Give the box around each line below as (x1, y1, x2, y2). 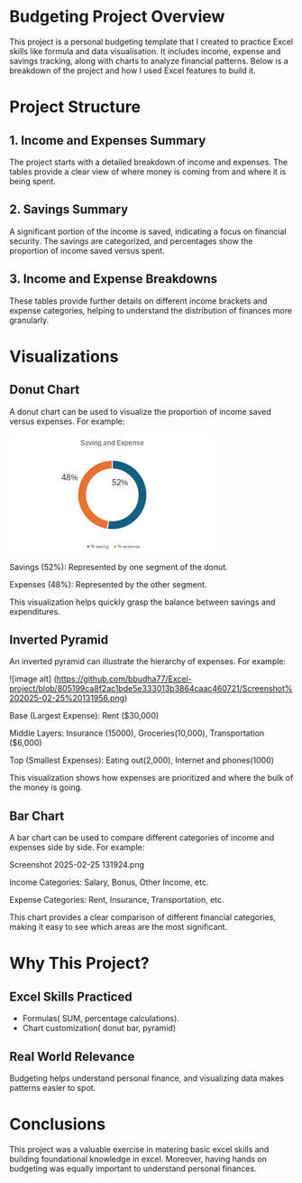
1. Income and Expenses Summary (9, 133, 206, 148)
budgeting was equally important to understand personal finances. (9, 1163, 257, 1174)
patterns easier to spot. (9, 1083, 96, 1093)
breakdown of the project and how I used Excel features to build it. (9, 65, 257, 76)
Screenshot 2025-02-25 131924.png (9, 859, 145, 870)
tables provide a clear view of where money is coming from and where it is (9, 165, 287, 177)
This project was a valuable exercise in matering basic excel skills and (9, 1143, 270, 1154)
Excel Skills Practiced (9, 989, 133, 1004)
